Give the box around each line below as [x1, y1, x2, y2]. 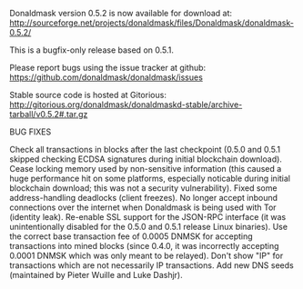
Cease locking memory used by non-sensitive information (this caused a [9, 164, 282, 174]
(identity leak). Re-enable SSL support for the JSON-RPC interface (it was [9, 212, 287, 222]
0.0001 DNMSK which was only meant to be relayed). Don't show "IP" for [9, 250, 284, 261]
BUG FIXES [9, 126, 52, 137]
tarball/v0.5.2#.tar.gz [9, 109, 88, 119]
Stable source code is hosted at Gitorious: [9, 90, 167, 100]
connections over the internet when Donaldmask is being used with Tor [9, 202, 277, 213]
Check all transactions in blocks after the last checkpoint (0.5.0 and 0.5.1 [9, 144, 280, 154]
